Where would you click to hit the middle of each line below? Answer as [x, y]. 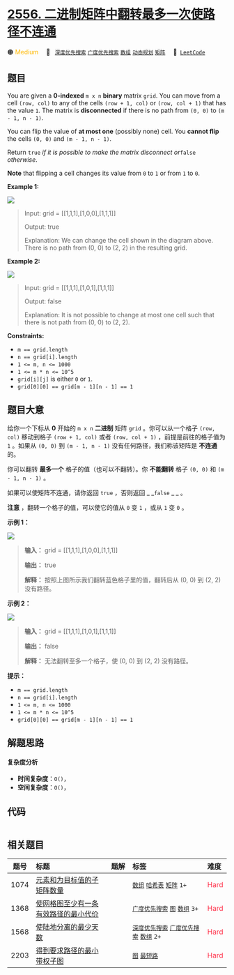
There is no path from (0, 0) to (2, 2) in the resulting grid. [106, 248]
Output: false [43, 301]
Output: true [42, 227]
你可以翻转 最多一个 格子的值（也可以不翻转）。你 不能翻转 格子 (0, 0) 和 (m [116, 469]
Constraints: [26, 335]
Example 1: [23, 186]
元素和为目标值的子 [67, 879]
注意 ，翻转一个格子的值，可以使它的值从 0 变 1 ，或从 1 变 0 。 [97, 507]
